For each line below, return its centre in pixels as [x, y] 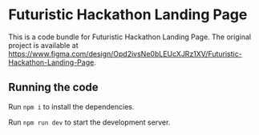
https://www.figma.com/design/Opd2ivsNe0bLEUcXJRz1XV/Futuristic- [125, 54]
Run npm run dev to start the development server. [89, 122]
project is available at [43, 45]
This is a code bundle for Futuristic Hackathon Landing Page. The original [129, 37]
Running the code [53, 87]
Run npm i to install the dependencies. [71, 106]
